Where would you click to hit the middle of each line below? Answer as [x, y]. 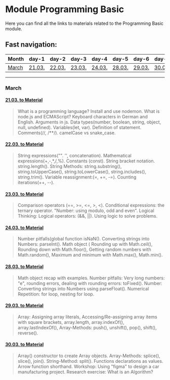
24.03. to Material [25, 227]
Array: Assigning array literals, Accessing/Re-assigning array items [88, 317]
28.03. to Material [25, 267]
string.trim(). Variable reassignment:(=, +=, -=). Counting [77, 177]
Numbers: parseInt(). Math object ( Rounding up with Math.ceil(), [85, 244]
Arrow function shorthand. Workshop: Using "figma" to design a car [88, 367]
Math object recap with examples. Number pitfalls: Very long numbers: [91, 278]
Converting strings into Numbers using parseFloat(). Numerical [83, 288]
